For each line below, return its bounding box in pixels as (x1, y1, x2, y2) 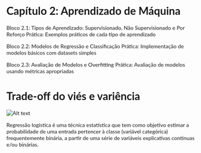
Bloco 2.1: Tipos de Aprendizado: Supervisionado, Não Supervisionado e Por (6, 24, 185, 31)
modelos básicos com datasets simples (6, 49, 97, 56)
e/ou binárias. (6, 141, 39, 148)
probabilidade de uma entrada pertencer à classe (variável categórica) (6, 127, 168, 135)
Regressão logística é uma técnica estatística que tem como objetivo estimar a (6, 121, 189, 128)
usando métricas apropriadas (6, 67, 74, 74)
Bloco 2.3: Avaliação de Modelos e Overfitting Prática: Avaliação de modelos (6, 61, 186, 68)
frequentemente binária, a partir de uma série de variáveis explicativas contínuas (6, 134, 195, 141)
